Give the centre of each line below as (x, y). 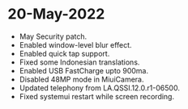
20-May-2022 (56, 14)
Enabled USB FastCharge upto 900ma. (84, 70)
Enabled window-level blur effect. (75, 44)
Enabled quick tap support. (64, 53)
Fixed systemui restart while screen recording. (97, 96)
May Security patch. (53, 36)
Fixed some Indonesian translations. (79, 62)
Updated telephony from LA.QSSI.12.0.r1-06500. (99, 88)
